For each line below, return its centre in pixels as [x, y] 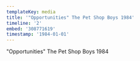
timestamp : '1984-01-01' [38, 34]
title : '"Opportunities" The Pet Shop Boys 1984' [71, 18]
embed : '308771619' [31, 29]
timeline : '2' [24, 23]
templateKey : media [31, 12]
